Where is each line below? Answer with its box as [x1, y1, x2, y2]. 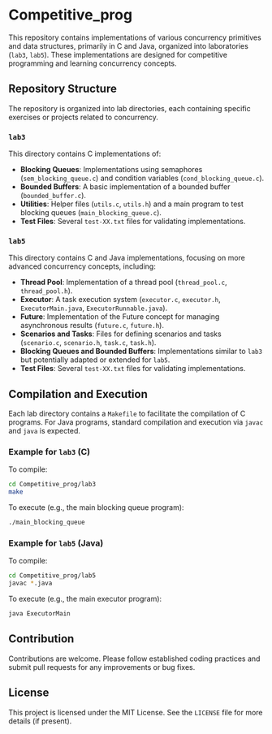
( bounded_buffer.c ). [19, 191, 87, 201]
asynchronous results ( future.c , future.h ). [19, 321, 165, 330]
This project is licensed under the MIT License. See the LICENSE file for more [8, 707, 263, 717]
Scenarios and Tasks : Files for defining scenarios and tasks [19, 329, 222, 339]
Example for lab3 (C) [8, 447, 91, 458]
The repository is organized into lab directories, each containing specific [8, 103, 251, 113]
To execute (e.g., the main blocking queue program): [8, 503, 184, 512]
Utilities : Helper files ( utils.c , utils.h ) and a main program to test [19, 199, 244, 209]
